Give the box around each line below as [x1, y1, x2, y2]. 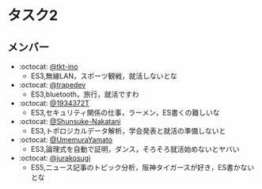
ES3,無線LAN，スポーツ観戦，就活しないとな [30, 71, 177, 81]
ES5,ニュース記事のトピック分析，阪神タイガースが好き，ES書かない [30, 163, 255, 172]
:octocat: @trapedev [18, 80, 86, 89]
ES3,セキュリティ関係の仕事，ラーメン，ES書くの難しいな [30, 108, 220, 117]
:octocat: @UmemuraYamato [18, 135, 112, 144]
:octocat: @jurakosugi [18, 153, 91, 162]
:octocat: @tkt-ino [18, 62, 78, 71]
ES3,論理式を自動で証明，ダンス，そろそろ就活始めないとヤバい [30, 145, 240, 153]
